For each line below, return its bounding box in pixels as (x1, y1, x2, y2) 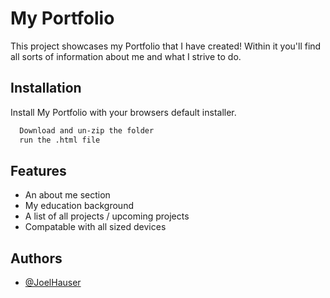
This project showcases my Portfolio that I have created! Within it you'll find (10, 40, 322, 52)
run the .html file (19, 135, 101, 145)
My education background (24, 200, 134, 212)
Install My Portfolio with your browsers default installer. (10, 106, 237, 118)
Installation (10, 80, 82, 97)
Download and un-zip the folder (19, 125, 155, 136)
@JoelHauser (24, 277, 82, 289)
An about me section (24, 189, 111, 201)
